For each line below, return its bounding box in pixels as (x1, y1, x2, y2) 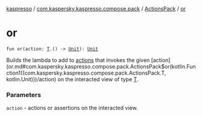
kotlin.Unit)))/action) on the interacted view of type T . (6, 75, 139, 83)
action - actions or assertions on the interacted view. (6, 105, 138, 112)
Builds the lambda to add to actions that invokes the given (6, 56, 150, 64)
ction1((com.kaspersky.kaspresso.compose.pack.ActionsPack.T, (6, 69, 166, 76)
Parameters (6, 90, 41, 99)
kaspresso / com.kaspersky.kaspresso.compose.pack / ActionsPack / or (6, 5, 186, 12)
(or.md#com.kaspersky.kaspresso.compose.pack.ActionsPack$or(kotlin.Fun (6, 63, 196, 70)
